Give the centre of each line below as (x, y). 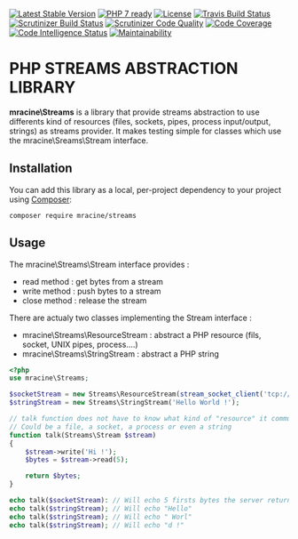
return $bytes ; (53, 476)
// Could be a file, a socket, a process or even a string (121, 427)
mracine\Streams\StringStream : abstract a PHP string (121, 354)
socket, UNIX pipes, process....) (80, 344)
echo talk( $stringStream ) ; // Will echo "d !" (97, 525)
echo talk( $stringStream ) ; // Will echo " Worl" (101, 517)
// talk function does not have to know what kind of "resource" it (138, 419)
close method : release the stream (84, 300)
